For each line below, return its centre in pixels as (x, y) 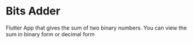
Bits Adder (33, 11)
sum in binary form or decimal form (50, 34)
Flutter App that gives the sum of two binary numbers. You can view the (96, 28)
